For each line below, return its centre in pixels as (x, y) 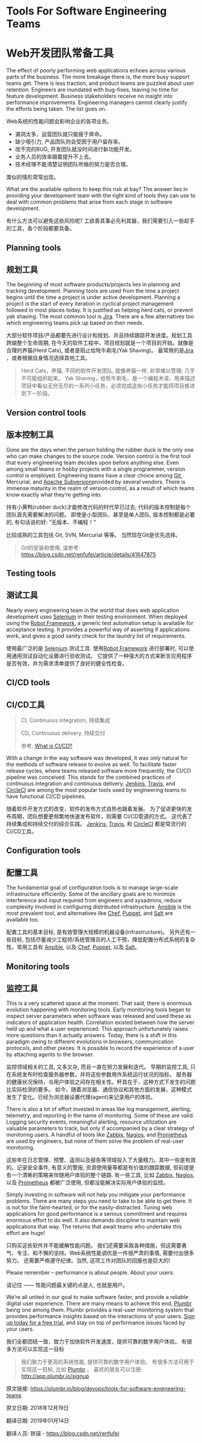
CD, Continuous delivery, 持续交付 (63, 733)
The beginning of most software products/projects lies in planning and (93, 285)
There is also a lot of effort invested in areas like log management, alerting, (99, 1109)
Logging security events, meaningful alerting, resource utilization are (91, 1122)
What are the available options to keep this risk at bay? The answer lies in (97, 189)
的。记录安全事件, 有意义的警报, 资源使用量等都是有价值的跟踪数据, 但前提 (98, 1168)
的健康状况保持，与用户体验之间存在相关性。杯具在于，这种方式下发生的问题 (101, 1082)
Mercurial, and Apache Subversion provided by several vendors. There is (96, 482)
